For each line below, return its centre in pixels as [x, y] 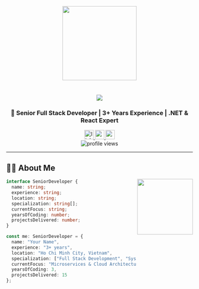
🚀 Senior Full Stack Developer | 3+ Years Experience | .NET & [99, 113]
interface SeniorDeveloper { [42, 182]
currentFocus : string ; [39, 209]
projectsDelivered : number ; [46, 220]
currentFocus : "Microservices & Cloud [60, 264]
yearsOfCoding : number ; [41, 215]
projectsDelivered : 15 [39, 275]
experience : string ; [37, 193]
